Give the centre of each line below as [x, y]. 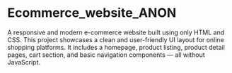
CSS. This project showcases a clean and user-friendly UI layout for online [116, 39]
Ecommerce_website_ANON [92, 13]
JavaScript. [24, 62]
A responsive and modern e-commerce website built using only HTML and [116, 32]
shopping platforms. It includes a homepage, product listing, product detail [116, 47]
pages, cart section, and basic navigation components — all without [106, 55]
